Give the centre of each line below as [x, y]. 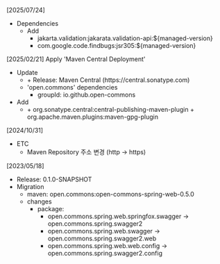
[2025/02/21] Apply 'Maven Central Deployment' [76, 59]
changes [40, 201]
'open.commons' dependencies [72, 87]
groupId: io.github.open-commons [86, 94]
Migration [30, 187]
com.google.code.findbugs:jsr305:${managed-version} [117, 46]
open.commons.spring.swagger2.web [102, 238]
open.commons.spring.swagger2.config [105, 253]
